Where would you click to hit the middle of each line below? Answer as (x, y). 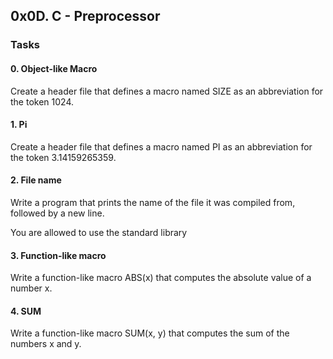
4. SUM (26, 311)
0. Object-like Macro (54, 68)
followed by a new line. (57, 213)
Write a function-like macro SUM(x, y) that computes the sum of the (150, 333)
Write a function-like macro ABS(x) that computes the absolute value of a (161, 278)
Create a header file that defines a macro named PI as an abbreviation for (161, 146)
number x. (31, 288)
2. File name (36, 180)
